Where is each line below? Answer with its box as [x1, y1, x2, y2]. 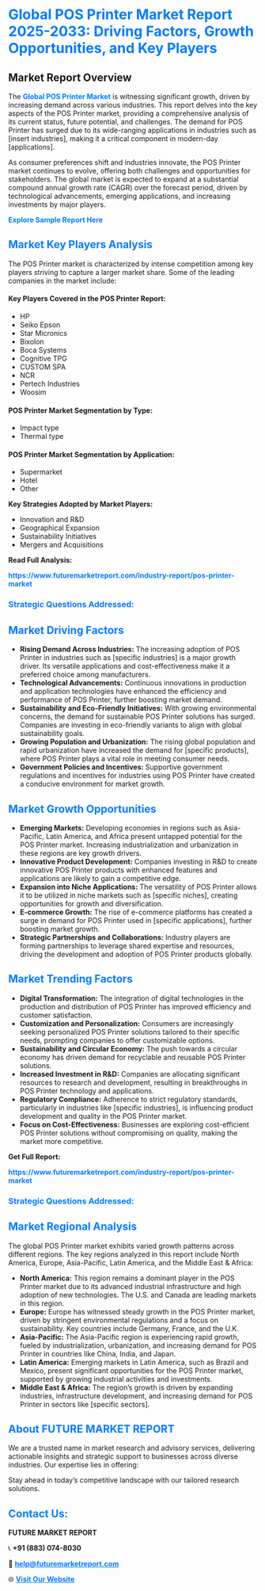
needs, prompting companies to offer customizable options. [19, 1036, 215, 1045]
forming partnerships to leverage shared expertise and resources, [19, 940, 235, 950]
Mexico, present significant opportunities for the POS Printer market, [19, 1365, 244, 1375]
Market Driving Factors [8, 624, 124, 637]
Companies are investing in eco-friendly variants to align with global [19, 720, 243, 730]
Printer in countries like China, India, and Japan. [19, 1349, 176, 1358]
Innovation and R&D [19, 515, 85, 525]
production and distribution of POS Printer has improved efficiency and [19, 1002, 252, 1011]
